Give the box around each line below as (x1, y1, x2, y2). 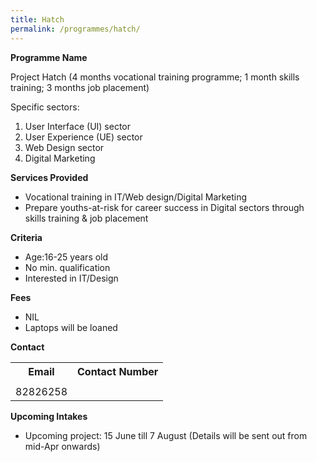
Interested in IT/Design (24, 272, 119, 284)
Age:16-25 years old (24, 251, 109, 263)
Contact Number (77, 364, 159, 378)
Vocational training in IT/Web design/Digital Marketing (24, 191, 248, 203)
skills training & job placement (24, 212, 149, 224)
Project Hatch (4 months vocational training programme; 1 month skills (10, 71, 300, 83)
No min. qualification (24, 261, 111, 273)
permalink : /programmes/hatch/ (10, 24, 141, 34)
